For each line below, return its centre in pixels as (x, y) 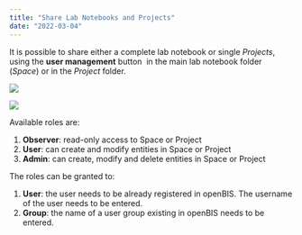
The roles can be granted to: (62, 176)
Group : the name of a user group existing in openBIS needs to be (143, 212)
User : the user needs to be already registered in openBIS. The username (157, 194)
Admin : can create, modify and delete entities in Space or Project (144, 158)
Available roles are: (45, 122)
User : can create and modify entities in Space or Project (127, 149)
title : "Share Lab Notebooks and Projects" (92, 18)
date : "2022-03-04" (46, 26)
